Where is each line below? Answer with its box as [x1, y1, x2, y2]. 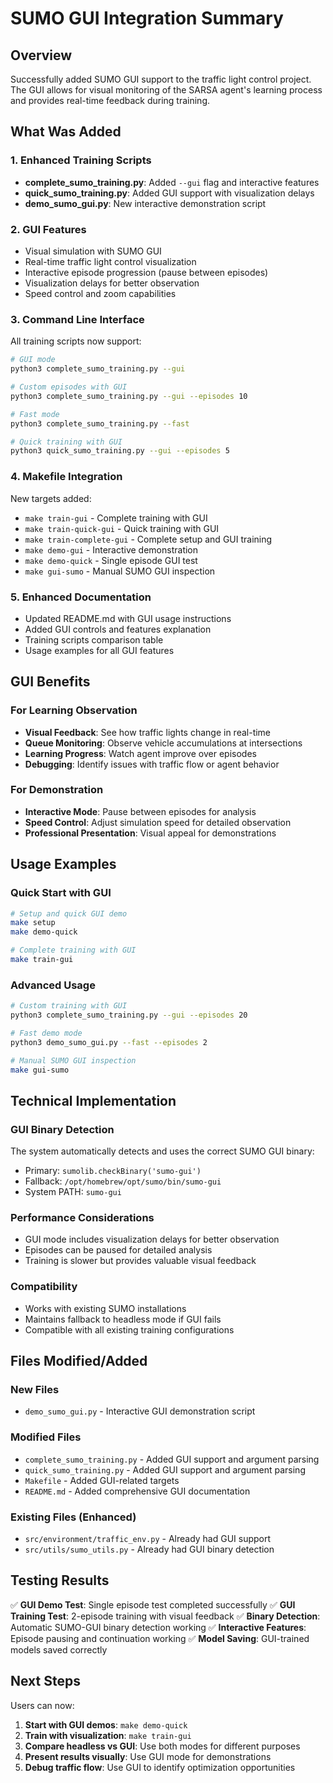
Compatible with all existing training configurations [24, 1323, 235, 1336]
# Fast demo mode [10, 1028, 83, 1038]
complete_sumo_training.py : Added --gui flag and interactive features [24, 176, 320, 188]
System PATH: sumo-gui [24, 1186, 122, 1198]
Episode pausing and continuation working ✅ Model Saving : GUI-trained [10, 1632, 310, 1644]
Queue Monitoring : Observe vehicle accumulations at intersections [24, 737, 303, 749]
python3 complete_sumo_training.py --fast [10, 418, 190, 429]
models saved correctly [10, 1643, 108, 1656]
